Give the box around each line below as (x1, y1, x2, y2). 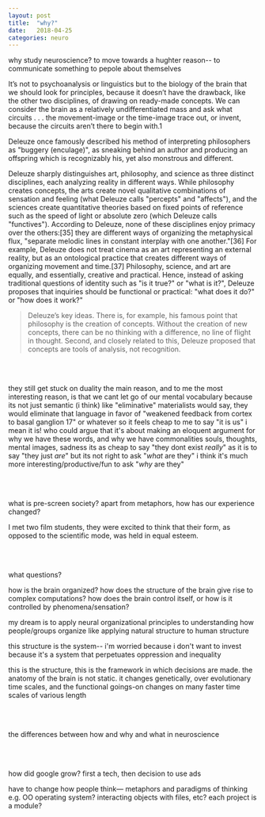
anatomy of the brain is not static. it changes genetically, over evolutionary (8, 673, 252, 683)
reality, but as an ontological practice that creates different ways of (8, 253, 227, 263)
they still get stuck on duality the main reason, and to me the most (8, 384, 223, 393)
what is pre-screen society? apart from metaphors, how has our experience (8, 499, 255, 508)
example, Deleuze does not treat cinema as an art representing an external (8, 245, 252, 255)
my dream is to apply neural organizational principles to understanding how (8, 618, 255, 627)
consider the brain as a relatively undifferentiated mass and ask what (8, 105, 233, 114)
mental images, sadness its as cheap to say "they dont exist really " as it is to (8, 443, 258, 452)
